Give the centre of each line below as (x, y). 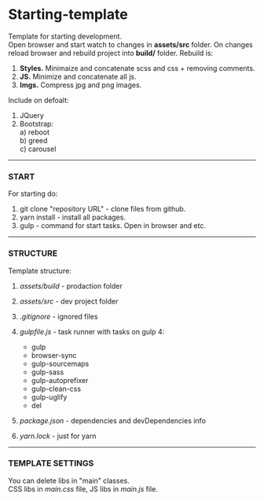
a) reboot (34, 132)
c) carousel (38, 149)
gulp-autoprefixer (60, 380)
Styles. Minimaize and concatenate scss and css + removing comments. (137, 68)
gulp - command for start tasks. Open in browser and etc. (113, 226)
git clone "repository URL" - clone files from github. (103, 209)
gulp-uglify (49, 397)
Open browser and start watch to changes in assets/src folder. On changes (130, 44)
